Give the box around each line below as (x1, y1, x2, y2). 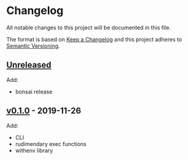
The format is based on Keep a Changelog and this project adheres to (6, 35, 182, 43)
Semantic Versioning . (6, 42, 60, 49)
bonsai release (15, 88, 53, 95)
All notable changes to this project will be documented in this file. (6, 24, 171, 31)
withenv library (15, 147, 53, 154)
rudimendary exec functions (15, 140, 87, 147)
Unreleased (6, 60, 52, 70)
